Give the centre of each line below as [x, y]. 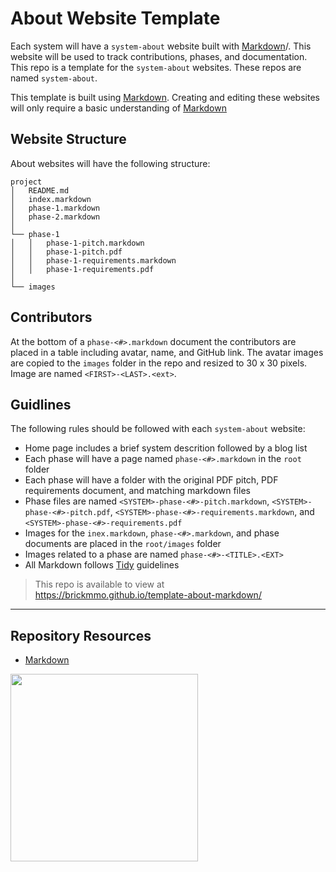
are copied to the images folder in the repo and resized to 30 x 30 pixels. [159, 363]
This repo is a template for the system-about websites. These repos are [156, 67]
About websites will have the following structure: [110, 163]
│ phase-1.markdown [55, 208]
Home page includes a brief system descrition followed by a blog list [166, 448]
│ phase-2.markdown [55, 217]
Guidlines [41, 404]
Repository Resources [81, 635]
